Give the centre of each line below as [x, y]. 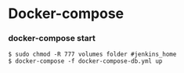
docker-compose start [52, 38]
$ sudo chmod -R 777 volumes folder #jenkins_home [92, 55]
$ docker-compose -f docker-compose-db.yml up [85, 61]
